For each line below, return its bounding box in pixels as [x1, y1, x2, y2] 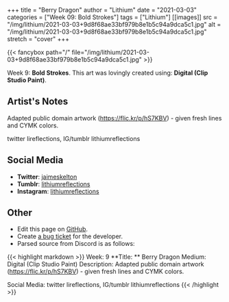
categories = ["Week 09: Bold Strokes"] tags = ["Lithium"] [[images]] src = [7, 13, 218, 21]
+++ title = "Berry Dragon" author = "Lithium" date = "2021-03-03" [7, 6, 197, 14]
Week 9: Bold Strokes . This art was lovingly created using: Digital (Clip [7, 68, 208, 77]
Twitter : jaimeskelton [16, 173, 77, 181]
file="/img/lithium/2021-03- [71, 48, 149, 56]
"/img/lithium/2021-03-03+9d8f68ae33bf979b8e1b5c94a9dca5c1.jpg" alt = [7, 21, 221, 28]
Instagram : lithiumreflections [16, 187, 99, 195]
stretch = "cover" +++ [7, 35, 70, 43]
